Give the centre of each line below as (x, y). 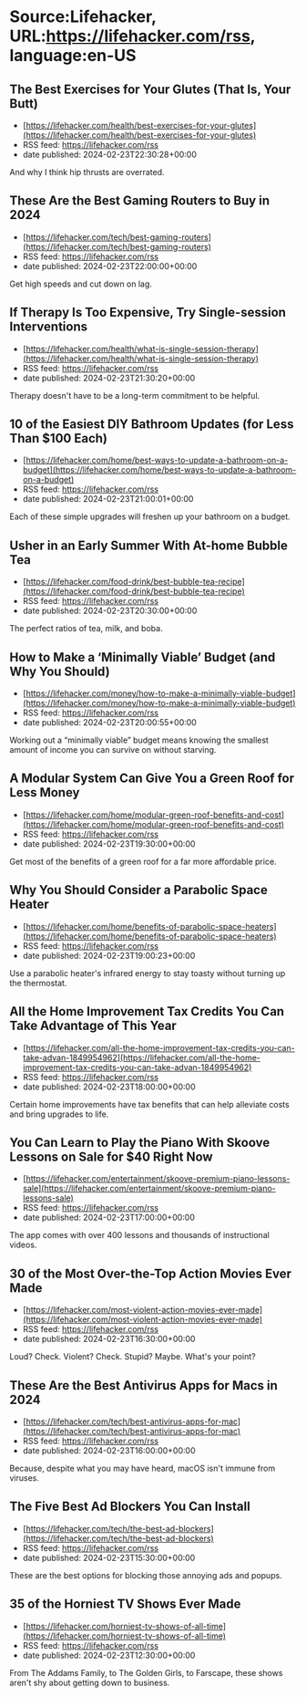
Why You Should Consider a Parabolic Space (139, 890)
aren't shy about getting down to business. (90, 1682)
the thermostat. (38, 983)
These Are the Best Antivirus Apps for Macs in (143, 1385)
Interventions (49, 327)
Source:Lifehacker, (83, 17)
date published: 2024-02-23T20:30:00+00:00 (110, 611)
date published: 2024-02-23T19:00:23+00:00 (109, 955)
